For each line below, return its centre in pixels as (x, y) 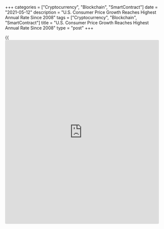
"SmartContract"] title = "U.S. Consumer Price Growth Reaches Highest (77, 23)
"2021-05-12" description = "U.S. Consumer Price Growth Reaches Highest (81, 12)
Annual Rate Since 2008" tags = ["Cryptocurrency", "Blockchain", (71, 17)
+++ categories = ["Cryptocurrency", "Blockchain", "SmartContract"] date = (82, 7)
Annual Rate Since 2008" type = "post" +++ (49, 28)
